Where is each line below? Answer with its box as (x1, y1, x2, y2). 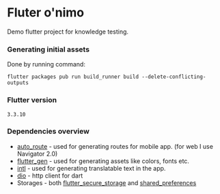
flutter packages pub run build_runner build (7, 73, 139, 80)
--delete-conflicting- (141, 73, 206, 80)
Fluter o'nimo (7, 5, 84, 21)
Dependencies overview (7, 127, 90, 136)
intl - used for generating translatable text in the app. (16, 164, 166, 172)
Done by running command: (7, 60, 85, 69)
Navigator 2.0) (16, 149, 58, 158)
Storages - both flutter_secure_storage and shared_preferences (16, 178, 197, 186)
